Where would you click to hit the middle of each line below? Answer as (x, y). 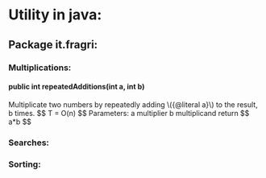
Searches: (29, 143)
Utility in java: (55, 15)
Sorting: (25, 164)
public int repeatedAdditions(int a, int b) (77, 87)
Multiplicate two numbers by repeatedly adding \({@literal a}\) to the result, (133, 104)
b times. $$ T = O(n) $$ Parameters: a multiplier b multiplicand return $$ (129, 113)
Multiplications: (40, 68)
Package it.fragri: (53, 45)
